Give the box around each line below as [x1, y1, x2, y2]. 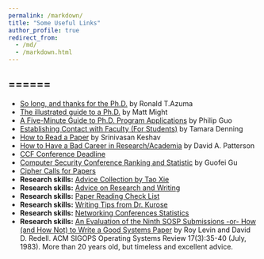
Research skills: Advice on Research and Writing [19, 183, 181, 192]
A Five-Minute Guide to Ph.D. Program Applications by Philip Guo [19, 116, 232, 125]
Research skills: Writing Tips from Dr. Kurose [19, 200, 168, 209]
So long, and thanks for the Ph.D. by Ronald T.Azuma [19, 98, 193, 108]
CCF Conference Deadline [19, 149, 105, 158]
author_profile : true [8, 26, 80, 34]
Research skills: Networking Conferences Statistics [19, 208, 189, 218]
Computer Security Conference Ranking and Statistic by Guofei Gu [19, 158, 238, 167]
